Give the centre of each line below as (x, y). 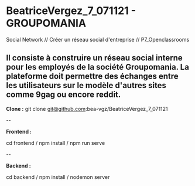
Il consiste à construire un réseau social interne (94, 58)
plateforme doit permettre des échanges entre (92, 77)
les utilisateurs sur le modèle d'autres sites (86, 85)
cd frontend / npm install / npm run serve (56, 143)
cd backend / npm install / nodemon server (58, 177)
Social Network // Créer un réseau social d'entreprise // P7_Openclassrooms (98, 39)
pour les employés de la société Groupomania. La (97, 67)
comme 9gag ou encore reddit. (64, 95)
